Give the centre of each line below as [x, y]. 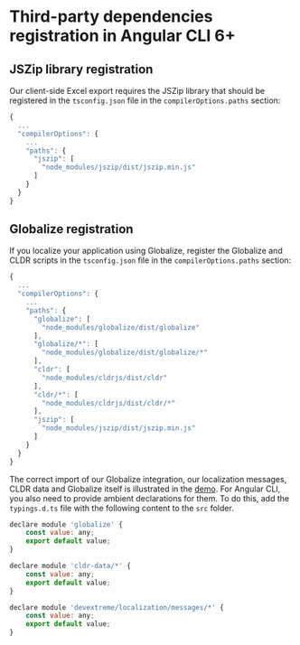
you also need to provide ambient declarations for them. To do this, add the [150, 498]
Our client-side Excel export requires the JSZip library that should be [137, 91]
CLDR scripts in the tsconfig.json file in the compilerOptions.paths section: [150, 260]
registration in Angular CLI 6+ [123, 36]
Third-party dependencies [111, 17]
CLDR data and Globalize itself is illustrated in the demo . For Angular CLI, [145, 489]
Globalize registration [71, 229]
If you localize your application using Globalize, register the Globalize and [146, 251]
